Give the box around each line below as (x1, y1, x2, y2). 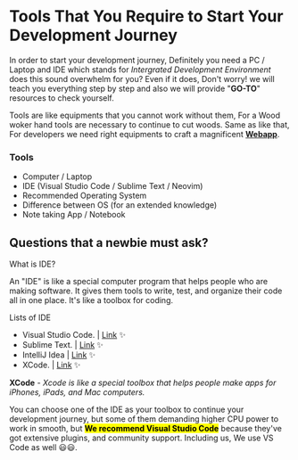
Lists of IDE (9, 312, 52, 323)
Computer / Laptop (21, 171, 93, 182)
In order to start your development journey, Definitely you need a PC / (9, 54, 265, 65)
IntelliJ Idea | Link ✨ (21, 349, 96, 360)
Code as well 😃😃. (9, 442, 78, 453)
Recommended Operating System (21, 190, 147, 201)
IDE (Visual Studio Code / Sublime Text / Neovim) (21, 181, 203, 192)
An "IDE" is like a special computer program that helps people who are (9, 276, 269, 287)
